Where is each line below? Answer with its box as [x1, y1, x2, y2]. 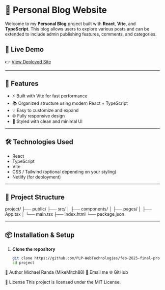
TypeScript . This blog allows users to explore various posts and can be [5, 26, 150, 31]
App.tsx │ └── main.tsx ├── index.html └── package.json [5, 211, 124, 217]
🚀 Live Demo [5, 45, 44, 54]
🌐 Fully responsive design [12, 113, 65, 118]
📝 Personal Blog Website [5, 4, 107, 16]
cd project [12, 260, 35, 265]
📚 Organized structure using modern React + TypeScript [12, 100, 128, 106]
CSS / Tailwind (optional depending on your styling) [12, 169, 117, 175]
